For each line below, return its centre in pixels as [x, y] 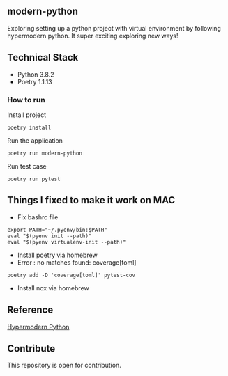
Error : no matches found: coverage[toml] [77, 262]
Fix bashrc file [38, 217]
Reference [30, 310]
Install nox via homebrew [53, 288]
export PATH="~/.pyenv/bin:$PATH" [58, 230]
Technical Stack [43, 57]
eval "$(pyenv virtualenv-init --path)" [67, 242]
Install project [27, 115]
